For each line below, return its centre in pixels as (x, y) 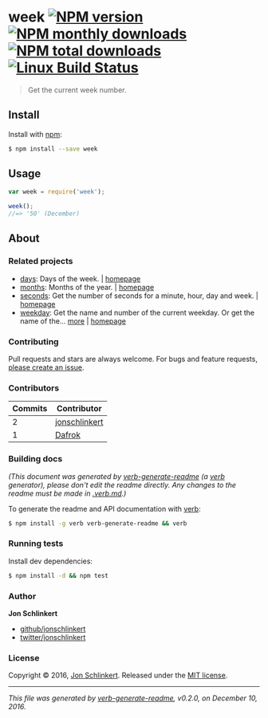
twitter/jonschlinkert (53, 637)
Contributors (34, 388)
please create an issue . (47, 367)
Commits (30, 409)
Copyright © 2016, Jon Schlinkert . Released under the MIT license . (118, 675)
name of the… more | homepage (73, 321)
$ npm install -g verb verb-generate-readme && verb (98, 523)
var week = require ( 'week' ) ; (57, 192)
